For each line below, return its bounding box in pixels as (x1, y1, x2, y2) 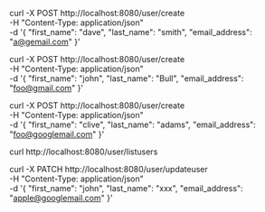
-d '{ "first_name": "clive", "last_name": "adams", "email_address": (9, 119, 256, 130)
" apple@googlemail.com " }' (9, 193, 113, 203)
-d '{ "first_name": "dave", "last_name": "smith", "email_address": (9, 27, 253, 37)
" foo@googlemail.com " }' (9, 129, 105, 139)
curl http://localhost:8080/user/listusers (9, 146, 158, 157)
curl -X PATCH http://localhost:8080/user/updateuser (9, 164, 208, 174)
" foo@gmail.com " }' (9, 83, 84, 93)
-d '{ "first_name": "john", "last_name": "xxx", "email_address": (9, 183, 243, 193)
